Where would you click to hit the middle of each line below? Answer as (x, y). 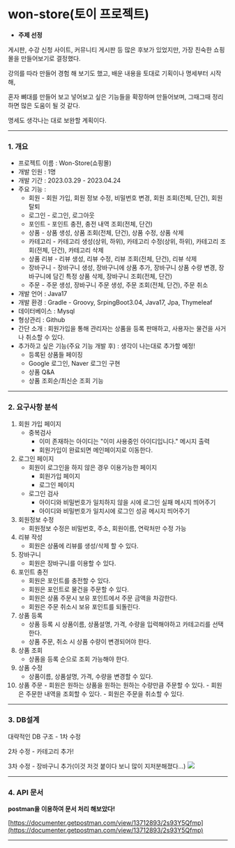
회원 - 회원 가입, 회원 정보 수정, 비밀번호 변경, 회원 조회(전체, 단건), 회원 (126, 198)
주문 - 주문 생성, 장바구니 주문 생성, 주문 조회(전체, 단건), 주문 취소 (118, 285)
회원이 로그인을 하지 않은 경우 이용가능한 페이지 (93, 467)
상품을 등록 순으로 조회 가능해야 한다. (79, 658)
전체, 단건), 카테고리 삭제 (70, 250)
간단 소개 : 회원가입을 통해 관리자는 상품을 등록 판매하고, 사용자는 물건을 (115, 329)
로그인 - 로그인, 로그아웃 (61, 215)
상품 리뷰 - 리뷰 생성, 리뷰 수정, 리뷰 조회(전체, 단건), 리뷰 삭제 (113, 259)
